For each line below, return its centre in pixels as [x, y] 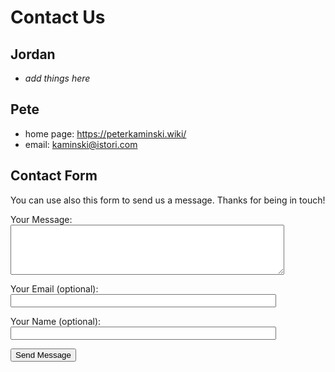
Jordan [33, 54]
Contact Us [58, 17]
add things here [57, 78]
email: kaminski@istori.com [81, 144]
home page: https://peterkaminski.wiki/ [105, 133]
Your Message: [41, 219]
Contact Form [54, 176]
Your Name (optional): [56, 322]
